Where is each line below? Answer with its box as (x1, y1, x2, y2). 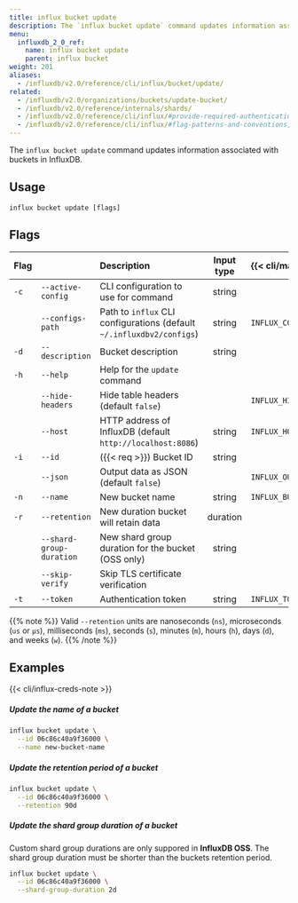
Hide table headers (99, 388, 179, 400)
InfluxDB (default (99, 425, 171, 438)
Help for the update (99, 363, 179, 376)
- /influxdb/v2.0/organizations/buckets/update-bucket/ (17, 95, 228, 105)
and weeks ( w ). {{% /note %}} (9, 634, 118, 645)
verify (41, 578, 69, 589)
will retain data (99, 516, 161, 528)
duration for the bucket (99, 542, 195, 554)
